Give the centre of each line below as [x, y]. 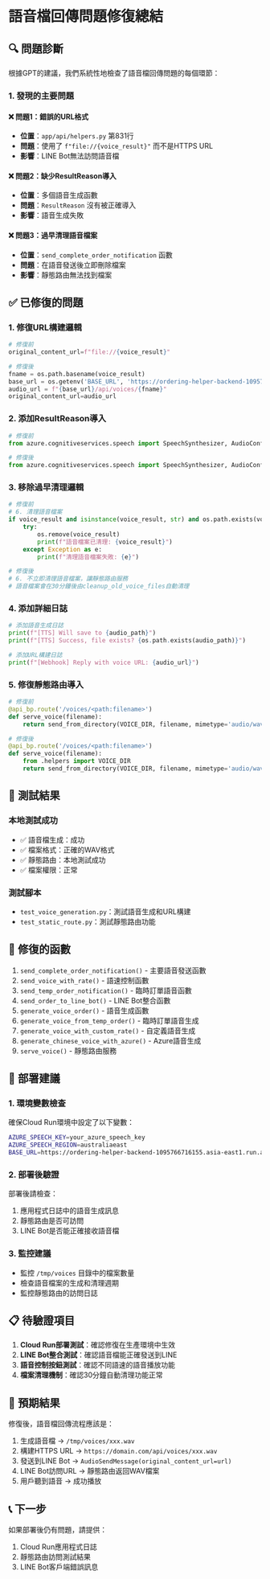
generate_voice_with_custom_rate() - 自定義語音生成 [108, 1031]
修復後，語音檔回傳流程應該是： [61, 1424]
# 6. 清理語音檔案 [35, 512]
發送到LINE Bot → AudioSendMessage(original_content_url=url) [126, 1461]
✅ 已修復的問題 [46, 302]
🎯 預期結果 [34, 1403]
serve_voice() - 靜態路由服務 [68, 1051]
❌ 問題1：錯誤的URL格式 [49, 117]
